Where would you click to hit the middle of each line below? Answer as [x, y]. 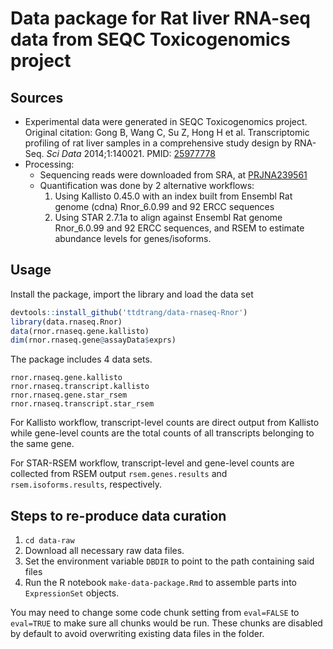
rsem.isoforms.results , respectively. [86, 484]
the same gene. [42, 444]
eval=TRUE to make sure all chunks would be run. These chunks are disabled [166, 623]
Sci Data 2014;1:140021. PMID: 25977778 [131, 153]
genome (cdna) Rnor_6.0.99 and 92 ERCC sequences [164, 206]
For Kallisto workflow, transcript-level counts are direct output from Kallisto [165, 423]
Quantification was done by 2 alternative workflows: [147, 185]
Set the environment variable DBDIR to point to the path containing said [169, 561]
